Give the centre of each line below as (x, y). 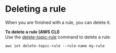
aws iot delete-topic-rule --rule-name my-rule (55, 46)
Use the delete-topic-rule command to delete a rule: (58, 37)
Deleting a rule (36, 9)
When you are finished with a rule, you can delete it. (58, 22)
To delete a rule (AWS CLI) (33, 32)
